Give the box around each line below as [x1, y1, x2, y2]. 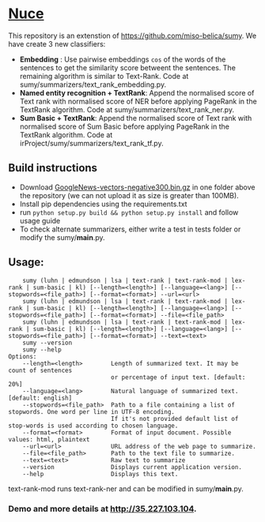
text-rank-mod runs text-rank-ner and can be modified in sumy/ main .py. [8, 483, 244, 494]
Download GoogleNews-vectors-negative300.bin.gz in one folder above [19, 182, 256, 192]
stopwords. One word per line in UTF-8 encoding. [8, 407, 176, 415]
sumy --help [22, 345, 62, 354]
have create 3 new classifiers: [8, 39, 106, 48]
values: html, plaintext [8, 435, 90, 443]
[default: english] [8, 394, 73, 402]
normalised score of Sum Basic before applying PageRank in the [19, 122, 229, 131]
